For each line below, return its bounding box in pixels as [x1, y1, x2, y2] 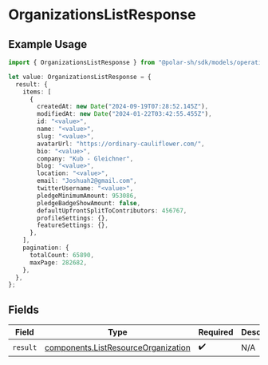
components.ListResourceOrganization [45, 342, 191, 353]
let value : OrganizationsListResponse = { [8, 73, 152, 81]
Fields [8, 303, 40, 316]
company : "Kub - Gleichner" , [37, 154, 134, 163]
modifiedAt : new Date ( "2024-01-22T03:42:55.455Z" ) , [37, 110, 213, 118]
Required [198, 327, 234, 338]
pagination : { [22, 244, 69, 252]
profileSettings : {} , [37, 214, 109, 222]
